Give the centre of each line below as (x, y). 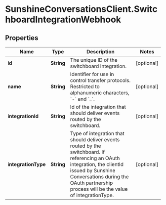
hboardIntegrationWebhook (63, 20)
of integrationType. (92, 195)
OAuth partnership (91, 183)
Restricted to (85, 86)
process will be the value (99, 189)
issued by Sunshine (93, 170)
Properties (22, 38)
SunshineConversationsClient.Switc (82, 9)
